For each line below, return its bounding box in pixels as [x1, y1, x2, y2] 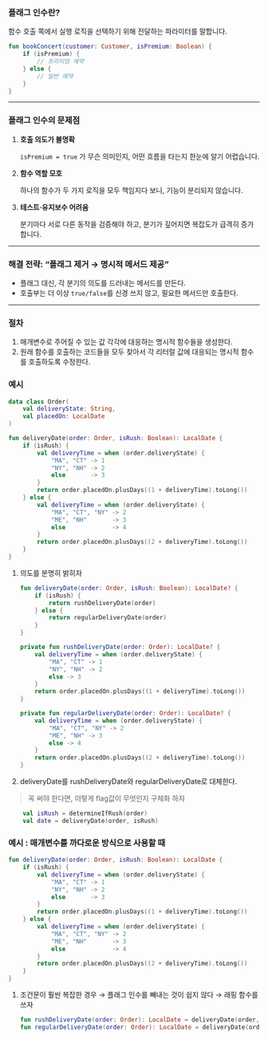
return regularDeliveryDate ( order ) [49, 614, 167, 622]
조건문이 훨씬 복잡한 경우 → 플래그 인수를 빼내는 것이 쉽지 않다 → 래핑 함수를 [19, 990, 258, 1000]
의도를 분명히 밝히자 [19, 568, 82, 577]
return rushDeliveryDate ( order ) [49, 599, 156, 607]
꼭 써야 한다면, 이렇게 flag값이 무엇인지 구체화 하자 [27, 793, 186, 803]
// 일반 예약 [37, 72, 73, 81]
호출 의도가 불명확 [19, 134, 76, 144]
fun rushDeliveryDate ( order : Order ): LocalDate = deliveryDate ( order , [19, 1016, 260, 1024]
